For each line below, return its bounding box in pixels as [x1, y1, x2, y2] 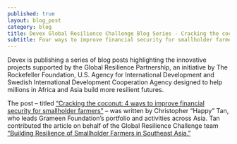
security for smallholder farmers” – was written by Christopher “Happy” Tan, [7, 107, 229, 115]
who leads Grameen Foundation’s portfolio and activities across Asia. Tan [7, 114, 220, 123]
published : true [7, 10, 55, 18]
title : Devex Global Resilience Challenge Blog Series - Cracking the [7, 30, 219, 37]
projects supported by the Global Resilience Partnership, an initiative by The [7, 63, 228, 72]
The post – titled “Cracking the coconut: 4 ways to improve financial [7, 99, 205, 107]
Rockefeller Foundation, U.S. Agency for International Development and [7, 71, 215, 79]
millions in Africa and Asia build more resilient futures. [7, 86, 164, 94]
